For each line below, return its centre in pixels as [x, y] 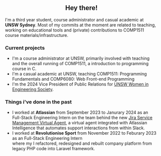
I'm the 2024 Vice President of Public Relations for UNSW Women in [80, 84]
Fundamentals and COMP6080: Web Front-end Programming [73, 79]
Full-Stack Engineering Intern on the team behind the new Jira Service [82, 118]
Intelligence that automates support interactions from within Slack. [78, 128]
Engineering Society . [33, 89]
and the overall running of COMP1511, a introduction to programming [80, 64]
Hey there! [81, 8]
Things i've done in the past [38, 102]
